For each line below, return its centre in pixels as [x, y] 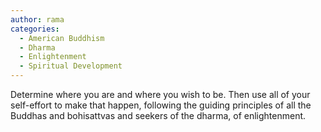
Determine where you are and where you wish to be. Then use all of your [160, 94]
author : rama [37, 19]
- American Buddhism [62, 38]
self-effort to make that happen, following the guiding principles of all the [161, 105]
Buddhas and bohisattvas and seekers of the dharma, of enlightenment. [158, 115]
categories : [35, 29]
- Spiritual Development [71, 66]
